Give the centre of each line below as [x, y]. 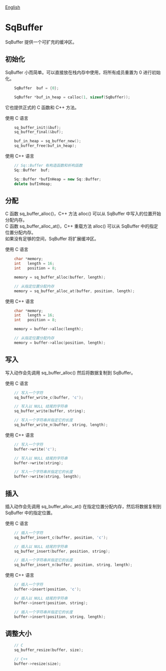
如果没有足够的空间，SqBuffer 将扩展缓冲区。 [52, 239]
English [13, 7]
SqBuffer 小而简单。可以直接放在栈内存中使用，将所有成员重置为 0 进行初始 [83, 72]
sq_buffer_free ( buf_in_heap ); [46, 146]
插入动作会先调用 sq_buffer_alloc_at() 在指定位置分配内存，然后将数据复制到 [83, 506]
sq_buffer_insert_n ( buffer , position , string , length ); [74, 565]
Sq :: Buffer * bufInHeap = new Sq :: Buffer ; [58, 179]
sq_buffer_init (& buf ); [38, 127]
